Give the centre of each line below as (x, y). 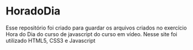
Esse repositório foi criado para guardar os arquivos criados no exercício (96, 28)
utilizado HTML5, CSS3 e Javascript (51, 40)
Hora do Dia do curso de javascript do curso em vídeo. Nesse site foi (92, 34)
